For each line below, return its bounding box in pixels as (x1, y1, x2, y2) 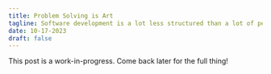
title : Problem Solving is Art (8, 11, 114, 20)
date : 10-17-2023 (8, 27, 67, 35)
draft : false (8, 34, 52, 43)
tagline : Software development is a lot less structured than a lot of (8, 19, 254, 27)
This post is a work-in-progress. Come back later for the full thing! (8, 56, 228, 66)
